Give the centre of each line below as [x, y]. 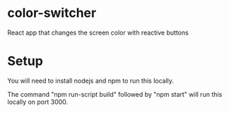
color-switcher [52, 13]
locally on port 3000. [38, 102]
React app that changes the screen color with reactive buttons [98, 32]
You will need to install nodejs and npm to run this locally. [91, 81]
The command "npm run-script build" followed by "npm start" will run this [115, 94]
